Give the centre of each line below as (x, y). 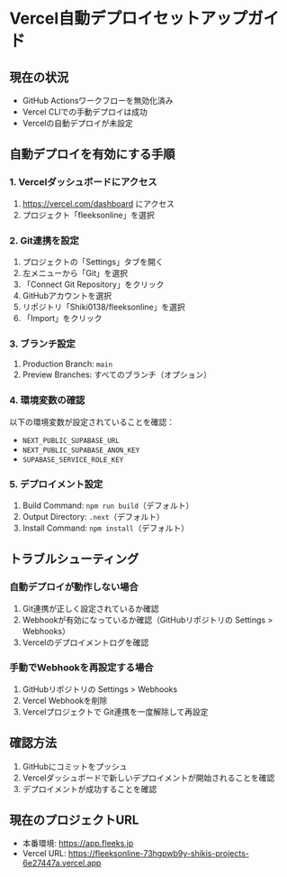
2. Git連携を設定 (44, 240)
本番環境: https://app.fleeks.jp (78, 844)
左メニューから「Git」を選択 (75, 272)
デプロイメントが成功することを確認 (90, 789)
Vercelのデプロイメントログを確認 (85, 642)
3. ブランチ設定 (43, 344)
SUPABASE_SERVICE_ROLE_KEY (73, 460)
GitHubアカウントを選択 (67, 295)
